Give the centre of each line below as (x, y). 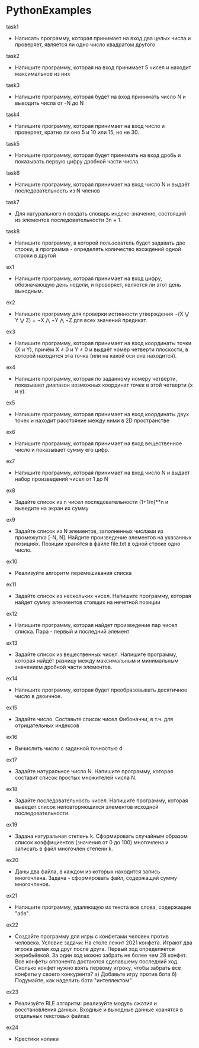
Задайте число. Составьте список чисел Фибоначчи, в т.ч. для (94, 719)
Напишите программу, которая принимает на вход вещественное (98, 443)
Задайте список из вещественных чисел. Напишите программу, (96, 654)
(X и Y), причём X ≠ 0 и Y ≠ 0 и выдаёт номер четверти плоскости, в (101, 349)
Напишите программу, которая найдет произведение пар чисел (96, 625)
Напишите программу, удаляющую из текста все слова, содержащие (103, 907)
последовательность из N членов (57, 191)
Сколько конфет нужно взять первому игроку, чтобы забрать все (98, 967)
